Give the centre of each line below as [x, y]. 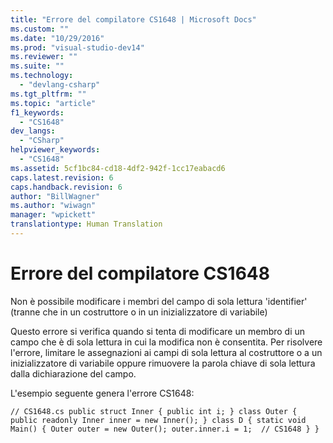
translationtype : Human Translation [86, 224]
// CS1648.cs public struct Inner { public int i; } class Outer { [154, 411]
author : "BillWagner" [55, 196]
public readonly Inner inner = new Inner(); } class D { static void [158, 420]
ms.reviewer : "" [44, 57]
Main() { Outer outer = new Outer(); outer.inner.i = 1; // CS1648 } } [165, 429]
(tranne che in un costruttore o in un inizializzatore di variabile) [139, 312]
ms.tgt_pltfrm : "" [48, 94]
